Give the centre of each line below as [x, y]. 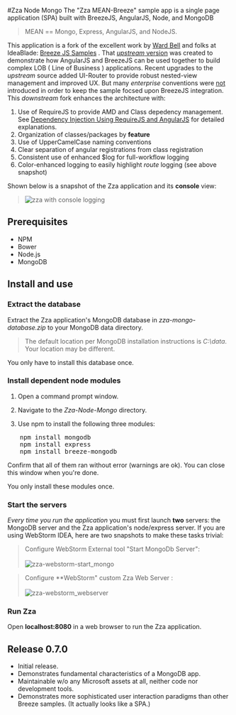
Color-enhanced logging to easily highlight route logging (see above [117, 165]
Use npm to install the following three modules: [86, 424]
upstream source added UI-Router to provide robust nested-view [102, 75]
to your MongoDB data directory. [95, 327]
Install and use [40, 284]
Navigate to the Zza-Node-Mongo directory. [82, 410]
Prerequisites [38, 222]
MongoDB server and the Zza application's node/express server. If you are [116, 528]
